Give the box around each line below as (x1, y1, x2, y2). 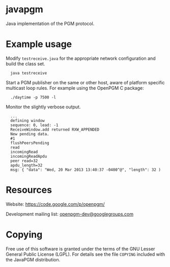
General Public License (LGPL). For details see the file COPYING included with (6, 251, 165, 257)
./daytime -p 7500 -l (10, 94, 56, 100)
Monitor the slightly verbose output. (6, 104, 81, 110)
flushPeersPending (10, 140, 50, 145)
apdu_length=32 (10, 162, 43, 168)
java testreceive (10, 70, 47, 76)
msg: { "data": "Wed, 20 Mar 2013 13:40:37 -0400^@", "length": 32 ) (10, 167, 161, 172)
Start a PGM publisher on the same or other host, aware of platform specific (6, 79, 165, 85)
